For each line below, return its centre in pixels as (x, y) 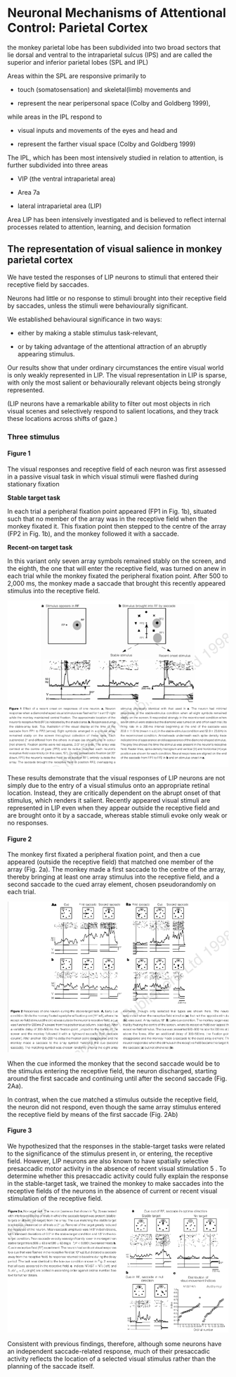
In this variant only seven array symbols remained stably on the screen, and (117, 561)
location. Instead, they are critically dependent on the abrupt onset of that (114, 793)
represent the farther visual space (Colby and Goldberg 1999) (106, 144)
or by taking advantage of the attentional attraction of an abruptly (112, 347)
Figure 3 (20, 1130)
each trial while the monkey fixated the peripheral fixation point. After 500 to (118, 576)
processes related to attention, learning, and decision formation (99, 227)
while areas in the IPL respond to (55, 117)
